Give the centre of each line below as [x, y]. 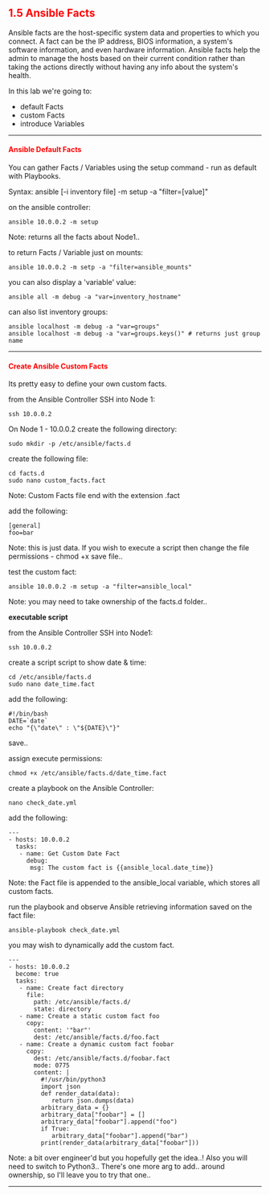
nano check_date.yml [43, 803]
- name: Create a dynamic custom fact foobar [96, 1045]
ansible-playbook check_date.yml [64, 930]
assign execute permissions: [55, 759]
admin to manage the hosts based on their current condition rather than [127, 58]
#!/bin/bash [28, 714]
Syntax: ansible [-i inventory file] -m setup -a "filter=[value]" [108, 192]
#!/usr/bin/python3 [73, 1080]
